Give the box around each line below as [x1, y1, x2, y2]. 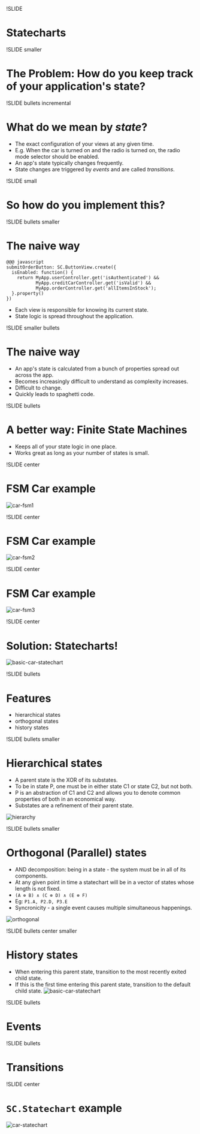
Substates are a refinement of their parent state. [14, 802, 134, 809]
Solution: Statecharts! [6, 639, 118, 653]
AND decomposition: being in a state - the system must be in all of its [14, 866, 186, 873]
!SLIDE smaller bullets [6, 324, 60, 331]
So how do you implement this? [6, 198, 166, 212]
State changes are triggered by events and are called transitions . [14, 165, 175, 173]
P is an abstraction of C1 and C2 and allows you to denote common [14, 789, 181, 797]
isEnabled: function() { [11, 269, 74, 275]
